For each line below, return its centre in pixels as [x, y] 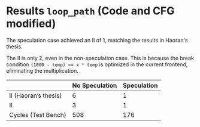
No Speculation [95, 85]
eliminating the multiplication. [43, 70]
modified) [31, 24]
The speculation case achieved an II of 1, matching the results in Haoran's [97, 40]
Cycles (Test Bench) [38, 114]
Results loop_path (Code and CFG [90, 11]
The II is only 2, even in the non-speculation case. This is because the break [100, 58]
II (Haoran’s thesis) [36, 95]
